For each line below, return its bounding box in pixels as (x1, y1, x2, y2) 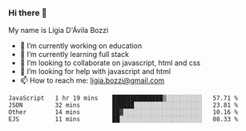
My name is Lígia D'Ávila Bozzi (8, 26, 109, 35)
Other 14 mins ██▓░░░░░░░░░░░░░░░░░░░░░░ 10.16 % (8, 108, 239, 117)
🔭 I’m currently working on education (19, 41, 143, 51)
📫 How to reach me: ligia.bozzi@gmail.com (19, 76, 165, 85)
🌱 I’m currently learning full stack (19, 50, 130, 59)
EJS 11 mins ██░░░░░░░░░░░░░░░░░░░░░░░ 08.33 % (8, 116, 239, 124)
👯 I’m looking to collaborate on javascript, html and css (19, 58, 201, 68)
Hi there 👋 (8, 7, 48, 18)
